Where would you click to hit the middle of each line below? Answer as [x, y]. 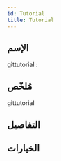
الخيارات [24, 148]
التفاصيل [24, 125]
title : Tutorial [31, 20]
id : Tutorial [26, 13]
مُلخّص [20, 86]
